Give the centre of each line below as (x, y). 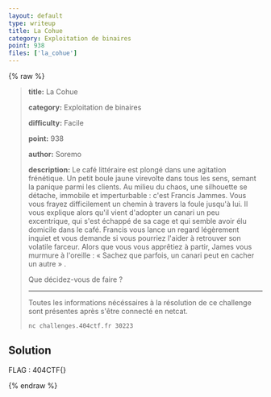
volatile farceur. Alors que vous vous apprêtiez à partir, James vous (140, 247)
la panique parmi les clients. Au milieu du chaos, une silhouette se (138, 187)
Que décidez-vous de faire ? (75, 279)
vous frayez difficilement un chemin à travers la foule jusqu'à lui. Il (138, 204)
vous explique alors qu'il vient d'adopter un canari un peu (124, 213)
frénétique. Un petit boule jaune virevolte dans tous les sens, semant (142, 178)
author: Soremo (55, 154)
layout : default (35, 16)
